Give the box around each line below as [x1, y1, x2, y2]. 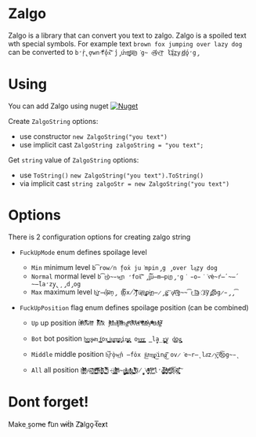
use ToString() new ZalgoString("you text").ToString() [19, 170, 204, 180]
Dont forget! [8, 393, 89, 410]
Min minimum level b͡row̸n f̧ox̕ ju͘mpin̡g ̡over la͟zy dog [31, 262, 218, 271]
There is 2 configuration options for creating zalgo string [8, 232, 191, 242]
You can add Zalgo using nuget [8, 101, 109, 111]
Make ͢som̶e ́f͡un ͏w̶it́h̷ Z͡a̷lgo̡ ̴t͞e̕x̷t [8, 419, 108, 428]
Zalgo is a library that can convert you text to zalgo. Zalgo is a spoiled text [8, 31, 247, 40]
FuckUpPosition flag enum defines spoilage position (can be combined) [19, 303, 249, 312]
